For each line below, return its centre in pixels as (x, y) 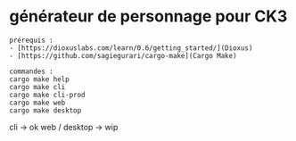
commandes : (31, 71)
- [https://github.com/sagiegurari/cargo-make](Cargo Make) (123, 55)
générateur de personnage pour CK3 (148, 17)
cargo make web (37, 103)
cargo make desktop (45, 110)
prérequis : (31, 40)
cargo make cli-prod (48, 95)
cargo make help (39, 79)
